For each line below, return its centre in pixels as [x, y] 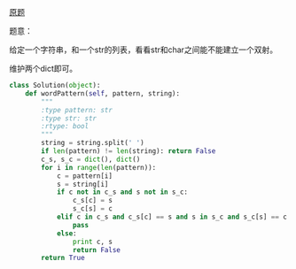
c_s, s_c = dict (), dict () [91, 159]
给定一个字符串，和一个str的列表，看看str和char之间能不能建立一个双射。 [143, 50]
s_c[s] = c [93, 209]
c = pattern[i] [85, 176]
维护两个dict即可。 [43, 69]
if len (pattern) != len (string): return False [129, 151]
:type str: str [69, 118]
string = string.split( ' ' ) [93, 143]
